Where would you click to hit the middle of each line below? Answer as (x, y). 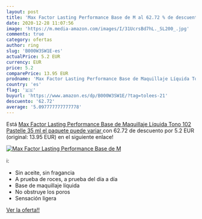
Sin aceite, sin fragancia (45, 173)
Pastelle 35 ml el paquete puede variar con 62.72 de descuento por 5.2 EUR (100, 131)
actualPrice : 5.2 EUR (33, 57)
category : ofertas (29, 40)
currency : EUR (24, 62)
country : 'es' (24, 85)
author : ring (23, 46)
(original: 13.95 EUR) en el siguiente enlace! (60, 137)
